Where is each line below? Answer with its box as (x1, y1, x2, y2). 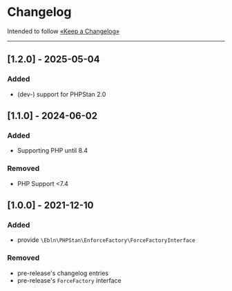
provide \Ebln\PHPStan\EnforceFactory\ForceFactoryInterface (17, 236, 195, 244)
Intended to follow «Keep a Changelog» (7, 27, 119, 35)
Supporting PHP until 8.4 (17, 147, 88, 155)
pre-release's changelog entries (17, 269, 109, 277)
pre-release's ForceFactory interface (17, 276, 122, 284)
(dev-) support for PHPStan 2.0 (17, 90, 106, 98)
